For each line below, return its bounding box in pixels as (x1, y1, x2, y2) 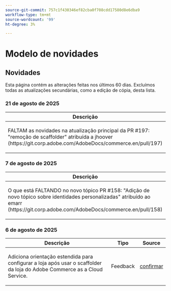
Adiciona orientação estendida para (8, 253, 93, 260)
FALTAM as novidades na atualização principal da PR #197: (8, 127, 150, 134)
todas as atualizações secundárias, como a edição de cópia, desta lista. (5, 87, 156, 93)
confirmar (139, 263, 163, 270)
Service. (8, 272, 28, 279)
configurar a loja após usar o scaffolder (8, 259, 102, 267)
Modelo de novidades (5, 48, 99, 60)
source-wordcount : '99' (5, 17, 56, 22)
